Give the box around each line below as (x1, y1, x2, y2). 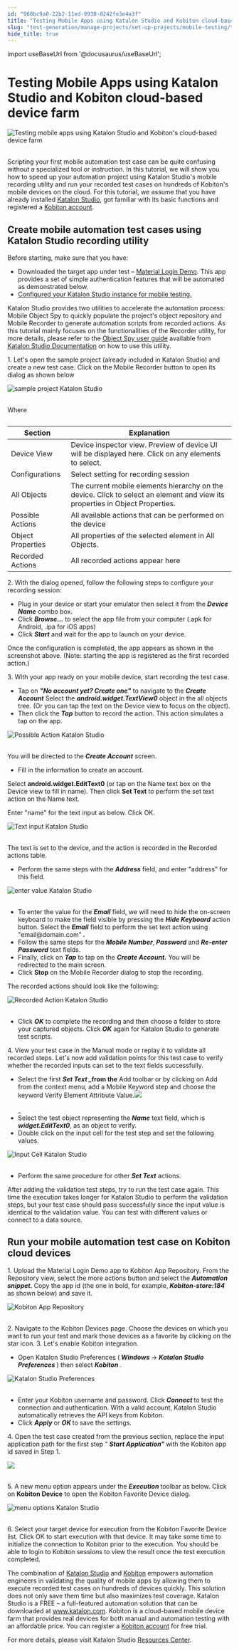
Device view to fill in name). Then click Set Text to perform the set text (7, 787, 215, 795)
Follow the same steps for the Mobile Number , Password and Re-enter (17, 938, 228, 946)
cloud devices (7, 1247, 71, 1259)
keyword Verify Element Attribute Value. (17, 1091, 135, 1099)
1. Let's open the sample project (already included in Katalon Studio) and (7, 355, 221, 364)
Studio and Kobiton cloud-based (7, 90, 203, 106)
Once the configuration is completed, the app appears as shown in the (7, 644, 214, 652)
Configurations (11, 469, 61, 479)
